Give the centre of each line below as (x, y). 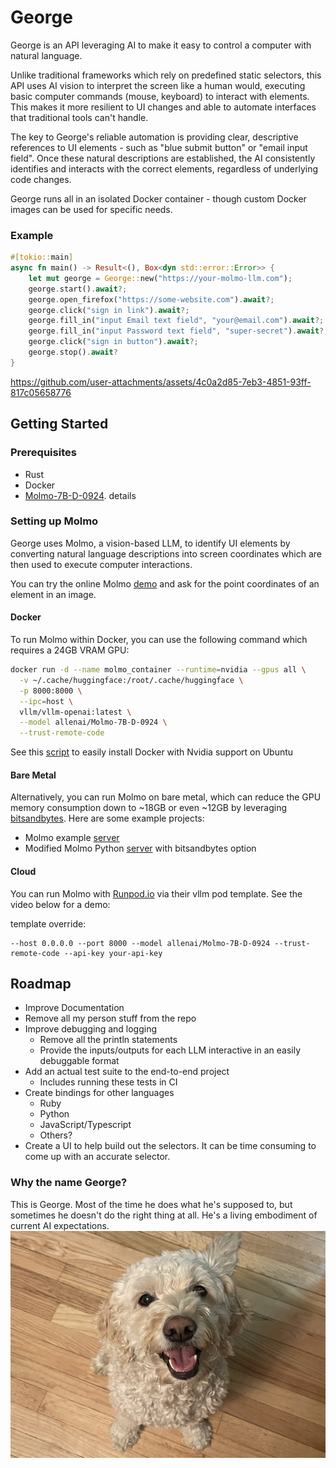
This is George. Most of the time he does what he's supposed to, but (151, 1204)
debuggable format (79, 1061)
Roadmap (41, 983)
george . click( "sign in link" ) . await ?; (109, 310)
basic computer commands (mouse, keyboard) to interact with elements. (160, 96)
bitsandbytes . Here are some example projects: (107, 818)
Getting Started (59, 424)
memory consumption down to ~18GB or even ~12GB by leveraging (149, 808)
